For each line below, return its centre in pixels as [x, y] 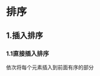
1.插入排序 [25, 35]
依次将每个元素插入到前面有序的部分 [50, 67]
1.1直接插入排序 [28, 53]
